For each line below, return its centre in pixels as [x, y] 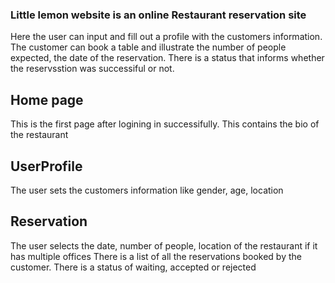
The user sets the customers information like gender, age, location [147, 190]
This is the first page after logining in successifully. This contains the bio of [165, 124]
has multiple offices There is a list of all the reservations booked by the [156, 256]
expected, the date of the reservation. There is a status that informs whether [167, 58]
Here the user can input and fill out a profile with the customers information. [166, 37]
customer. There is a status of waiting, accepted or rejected [133, 267]
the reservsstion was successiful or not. [92, 69]
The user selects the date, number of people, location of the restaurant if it [164, 245]
